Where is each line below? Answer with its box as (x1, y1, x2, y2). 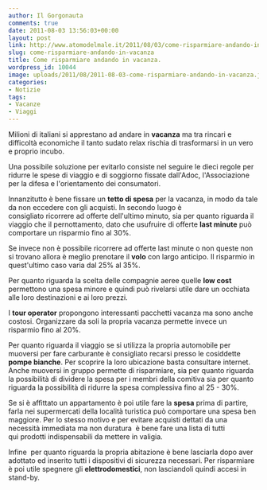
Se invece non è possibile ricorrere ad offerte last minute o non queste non (8, 243, 253, 253)
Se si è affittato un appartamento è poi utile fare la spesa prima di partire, (8, 399, 249, 407)
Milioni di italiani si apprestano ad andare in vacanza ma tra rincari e (8, 130, 232, 139)
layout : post (8, 33, 52, 42)
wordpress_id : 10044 (8, 64, 77, 72)
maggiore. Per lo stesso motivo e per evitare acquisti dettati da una (8, 415, 228, 424)
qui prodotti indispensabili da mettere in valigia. (8, 432, 163, 441)
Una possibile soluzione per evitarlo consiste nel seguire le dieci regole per (8, 162, 254, 171)
